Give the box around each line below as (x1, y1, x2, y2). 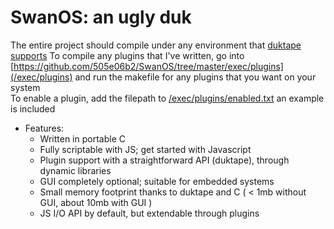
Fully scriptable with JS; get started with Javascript (39, 143, 252, 155)
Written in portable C (39, 132, 126, 145)
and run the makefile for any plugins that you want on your (74, 71, 317, 83)
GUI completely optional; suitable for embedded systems (39, 175, 275, 187)
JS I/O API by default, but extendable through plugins (39, 207, 260, 219)
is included (10, 102, 56, 115)
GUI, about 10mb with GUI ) (39, 196, 153, 208)
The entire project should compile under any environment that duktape (10, 39, 302, 51)
